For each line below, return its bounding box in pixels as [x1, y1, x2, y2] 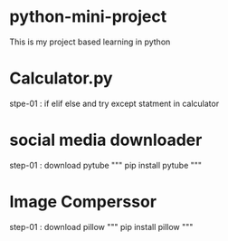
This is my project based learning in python [9, 36, 171, 47]
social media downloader [9, 130, 203, 150]
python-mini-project [9, 6, 167, 27]
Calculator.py [9, 68, 113, 89]
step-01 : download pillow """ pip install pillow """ [9, 221, 194, 232]
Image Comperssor [9, 192, 157, 212]
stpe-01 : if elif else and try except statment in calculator [9, 98, 220, 109]
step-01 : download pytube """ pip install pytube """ [9, 159, 202, 170]
